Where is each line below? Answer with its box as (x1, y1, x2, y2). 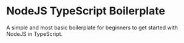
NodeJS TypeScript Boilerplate (6, 4, 166, 18)
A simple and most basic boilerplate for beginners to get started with (6, 24, 178, 31)
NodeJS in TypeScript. (6, 30, 63, 37)
